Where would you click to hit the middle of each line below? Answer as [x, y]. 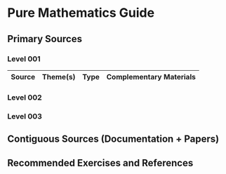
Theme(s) [59, 76]
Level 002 [25, 98]
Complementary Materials [151, 76]
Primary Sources [45, 39]
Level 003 [25, 116]
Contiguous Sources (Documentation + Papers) [113, 139]
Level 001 [24, 59]
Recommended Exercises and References [100, 163]
